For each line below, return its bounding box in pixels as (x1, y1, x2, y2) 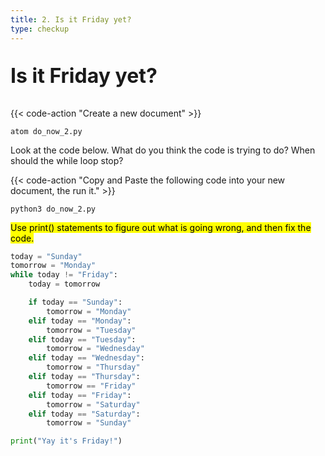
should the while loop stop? (10, 154, 124, 166)
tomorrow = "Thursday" (46, 362, 141, 373)
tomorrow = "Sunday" (46, 418, 132, 428)
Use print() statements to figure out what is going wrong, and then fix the (10, 221, 312, 233)
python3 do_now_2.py (10, 204, 97, 214)
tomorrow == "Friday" (46, 381, 137, 391)
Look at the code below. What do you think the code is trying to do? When (10, 144, 316, 156)
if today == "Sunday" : (28, 297, 123, 307)
